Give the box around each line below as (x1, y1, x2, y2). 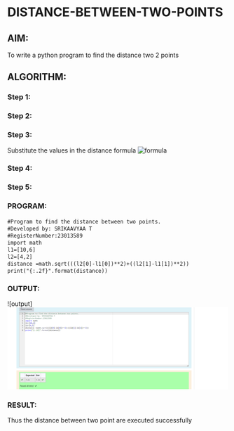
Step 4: (7, 163, 33, 173)
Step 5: (7, 182, 33, 192)
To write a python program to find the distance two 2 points (7, 51, 179, 59)
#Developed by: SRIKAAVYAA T (7, 225, 92, 232)
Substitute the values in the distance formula (7, 146, 137, 155)
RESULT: (7, 400, 37, 410)
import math (7, 239, 42, 246)
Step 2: (7, 111, 33, 121)
